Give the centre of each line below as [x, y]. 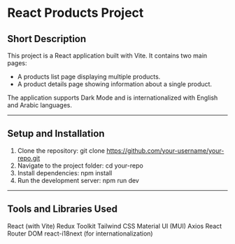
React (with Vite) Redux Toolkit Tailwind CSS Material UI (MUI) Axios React [115, 226]
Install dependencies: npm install [65, 172]
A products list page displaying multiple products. [89, 76]
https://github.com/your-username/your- [165, 150]
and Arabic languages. [40, 105]
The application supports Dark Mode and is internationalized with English [113, 97]
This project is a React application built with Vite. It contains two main [107, 55]
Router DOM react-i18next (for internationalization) [80, 233]
